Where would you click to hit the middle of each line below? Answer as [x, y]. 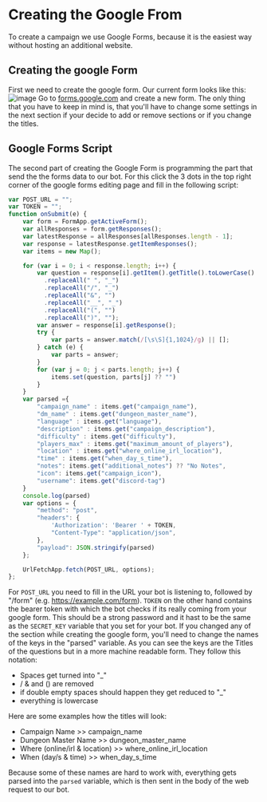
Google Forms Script [61, 149]
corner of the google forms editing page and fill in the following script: [124, 184]
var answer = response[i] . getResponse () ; [107, 325]
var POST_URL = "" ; [41, 200]
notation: [23, 660]
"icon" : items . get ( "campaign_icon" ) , [99, 474]
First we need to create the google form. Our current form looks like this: [127, 89]
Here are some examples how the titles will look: [88, 717]
